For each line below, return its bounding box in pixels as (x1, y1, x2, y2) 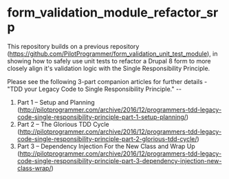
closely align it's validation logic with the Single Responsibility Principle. (7, 64, 210, 72)
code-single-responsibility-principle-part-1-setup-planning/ (17, 112, 187, 121)
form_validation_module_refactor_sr (7, 5, 219, 21)
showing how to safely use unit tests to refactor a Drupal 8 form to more (7, 56, 211, 65)
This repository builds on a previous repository (7, 42, 140, 50)
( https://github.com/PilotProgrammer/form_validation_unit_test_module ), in (7, 50, 218, 58)
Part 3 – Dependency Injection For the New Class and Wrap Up (17, 142, 196, 150)
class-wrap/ (17, 164, 52, 172)
